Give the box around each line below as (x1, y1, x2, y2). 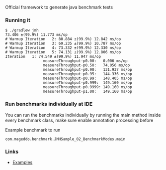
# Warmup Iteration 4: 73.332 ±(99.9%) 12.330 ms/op (5, 45, 121, 50)
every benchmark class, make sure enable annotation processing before (5, 117, 154, 123)
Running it (5, 16, 31, 23)
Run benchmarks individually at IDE (5, 101, 93, 108)
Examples (12, 159, 33, 165)
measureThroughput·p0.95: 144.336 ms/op (43, 72, 133, 77)
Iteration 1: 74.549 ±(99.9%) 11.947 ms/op (5, 54, 101, 59)
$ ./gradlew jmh (5, 28, 39, 33)
